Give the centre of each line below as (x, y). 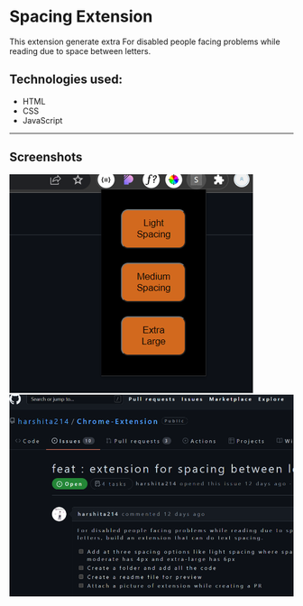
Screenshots (46, 157)
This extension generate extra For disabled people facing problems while (145, 41)
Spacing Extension (81, 17)
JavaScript (42, 120)
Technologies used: (66, 80)
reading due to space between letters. (80, 50)
